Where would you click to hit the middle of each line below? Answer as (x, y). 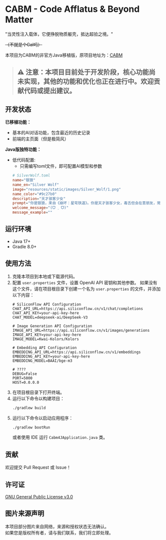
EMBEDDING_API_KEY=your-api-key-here (51, 356)
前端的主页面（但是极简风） (41, 139)
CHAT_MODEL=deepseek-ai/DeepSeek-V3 (50, 317)
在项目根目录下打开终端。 (38, 392)
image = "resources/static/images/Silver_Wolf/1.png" (66, 189)
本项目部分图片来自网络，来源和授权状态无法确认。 (57, 526)
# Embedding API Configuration (44, 348)
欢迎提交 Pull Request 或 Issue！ (38, 468)
